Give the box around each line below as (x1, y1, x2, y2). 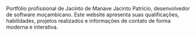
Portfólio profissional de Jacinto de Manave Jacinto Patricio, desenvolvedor (6, 5, 190, 12)
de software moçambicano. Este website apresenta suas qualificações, (6, 11, 179, 18)
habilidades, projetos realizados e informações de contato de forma (6, 17, 171, 24)
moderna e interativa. (6, 23, 58, 30)
